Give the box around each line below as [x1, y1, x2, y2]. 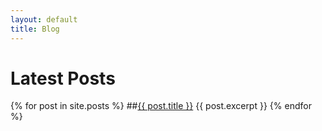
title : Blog [10, 24, 60, 34]
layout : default [10, 14, 78, 25]
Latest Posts [10, 67, 116, 90]
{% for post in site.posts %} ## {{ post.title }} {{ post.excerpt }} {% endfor [10, 100, 312, 112]
